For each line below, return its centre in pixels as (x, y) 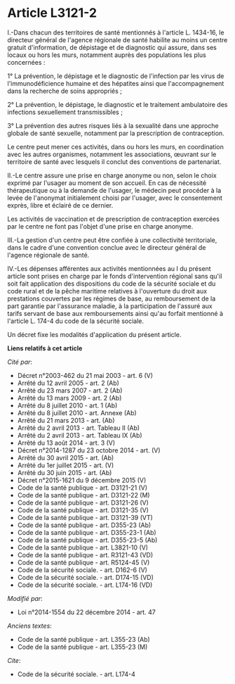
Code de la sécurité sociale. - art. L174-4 (76, 674)
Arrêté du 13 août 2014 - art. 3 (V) (66, 443)
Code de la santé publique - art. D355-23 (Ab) (84, 525)
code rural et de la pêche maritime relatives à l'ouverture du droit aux (107, 291)
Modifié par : (25, 598)
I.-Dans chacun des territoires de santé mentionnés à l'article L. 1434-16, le (116, 32)
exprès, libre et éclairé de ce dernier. (60, 205)
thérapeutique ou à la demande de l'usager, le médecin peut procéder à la (114, 190)
